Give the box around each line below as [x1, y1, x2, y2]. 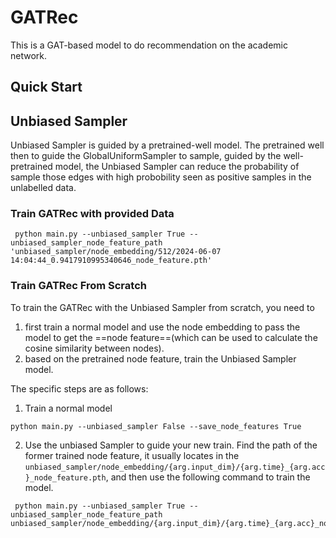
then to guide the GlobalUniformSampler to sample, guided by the [10, 150, 282, 162]
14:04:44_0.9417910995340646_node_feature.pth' [10, 256, 213, 266]
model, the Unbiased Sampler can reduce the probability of [54, 161, 300, 173]
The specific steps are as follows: [10, 382, 149, 395]
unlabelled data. [10, 182, 77, 194]
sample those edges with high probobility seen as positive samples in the [10, 171, 312, 183]
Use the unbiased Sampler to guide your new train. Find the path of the [24, 439, 318, 451]
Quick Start [10, 79, 83, 96]
